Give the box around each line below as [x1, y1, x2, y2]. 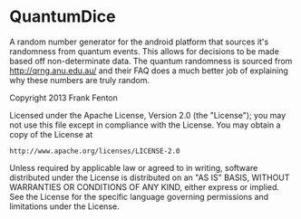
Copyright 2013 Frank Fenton [9, 92, 118, 103]
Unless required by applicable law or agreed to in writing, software [9, 162, 258, 173]
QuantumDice [9, 6, 116, 27]
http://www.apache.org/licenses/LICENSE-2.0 [9, 147, 180, 156]
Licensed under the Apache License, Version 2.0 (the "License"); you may [9, 109, 286, 120]
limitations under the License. [9, 201, 120, 212]
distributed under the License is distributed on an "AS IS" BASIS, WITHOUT [9, 172, 290, 183]
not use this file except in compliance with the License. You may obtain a [9, 119, 281, 130]
